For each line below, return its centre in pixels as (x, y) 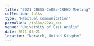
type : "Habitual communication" (38, 18)
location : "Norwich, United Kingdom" (43, 36)
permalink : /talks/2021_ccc (34, 23)
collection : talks (24, 14)
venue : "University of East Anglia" (42, 27)
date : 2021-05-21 (23, 32)
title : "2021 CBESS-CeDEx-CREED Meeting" (48, 9)
